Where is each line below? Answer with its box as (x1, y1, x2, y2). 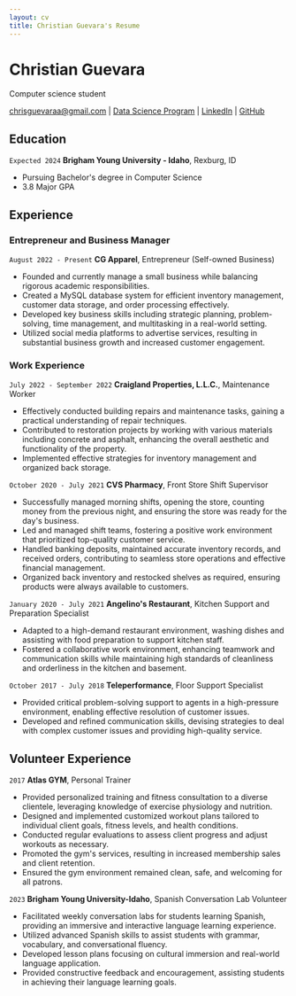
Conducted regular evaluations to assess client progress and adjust (21, 829, 268, 840)
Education (9, 131, 67, 146)
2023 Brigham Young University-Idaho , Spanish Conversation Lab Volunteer (9, 894, 287, 905)
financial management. (21, 563, 106, 573)
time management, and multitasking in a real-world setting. (52, 318, 268, 329)
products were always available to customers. (21, 581, 189, 592)
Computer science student (9, 89, 106, 99)
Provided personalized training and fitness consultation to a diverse (21, 792, 268, 803)
